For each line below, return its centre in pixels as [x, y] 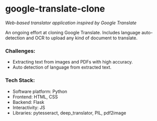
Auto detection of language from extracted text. [62, 67]
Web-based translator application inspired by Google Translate [71, 23]
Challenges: [20, 51]
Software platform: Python [40, 91]
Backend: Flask [28, 102]
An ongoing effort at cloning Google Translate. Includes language [73, 32]
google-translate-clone [55, 9]
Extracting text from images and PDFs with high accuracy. [73, 62]
